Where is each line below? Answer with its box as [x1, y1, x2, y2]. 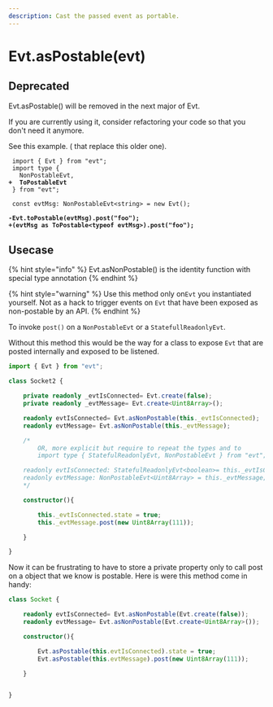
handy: [8, 580, 32, 590]
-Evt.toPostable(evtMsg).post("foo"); [8, 213, 140, 222]
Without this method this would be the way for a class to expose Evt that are [8, 338, 264, 348]
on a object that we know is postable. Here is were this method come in [8, 571, 248, 581]
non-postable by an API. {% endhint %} [8, 306, 141, 316]
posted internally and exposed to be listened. [8, 347, 160, 357]
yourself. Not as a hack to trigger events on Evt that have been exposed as [8, 298, 258, 308]
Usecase [8, 244, 54, 257]
